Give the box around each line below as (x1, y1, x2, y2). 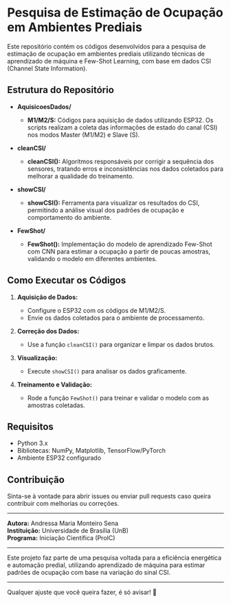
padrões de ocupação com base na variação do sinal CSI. (7, 569, 170, 577)
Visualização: (16, 354, 58, 362)
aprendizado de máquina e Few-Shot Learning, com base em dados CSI (7, 57, 212, 65)
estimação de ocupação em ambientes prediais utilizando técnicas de (7, 50, 205, 58)
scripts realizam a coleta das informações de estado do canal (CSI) (27, 123, 218, 132)
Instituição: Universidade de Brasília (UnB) (7, 527, 129, 535)
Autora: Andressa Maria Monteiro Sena (7, 519, 119, 528)
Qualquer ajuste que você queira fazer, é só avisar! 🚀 (7, 588, 157, 597)
